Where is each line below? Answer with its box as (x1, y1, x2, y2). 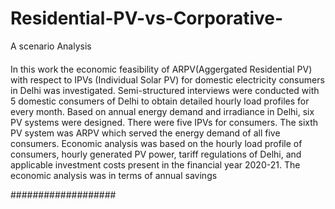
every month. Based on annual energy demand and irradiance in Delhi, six (10, 105, 315, 117)
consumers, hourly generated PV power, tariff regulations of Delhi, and (10, 148, 302, 160)
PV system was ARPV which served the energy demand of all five (10, 127, 281, 139)
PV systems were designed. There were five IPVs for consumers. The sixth (10, 116, 319, 128)
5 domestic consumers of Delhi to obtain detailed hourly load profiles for (10, 95, 310, 107)
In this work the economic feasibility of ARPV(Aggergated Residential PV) (10, 63, 313, 75)
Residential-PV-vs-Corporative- (10, 7, 284, 30)
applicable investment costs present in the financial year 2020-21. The (10, 158, 301, 171)
